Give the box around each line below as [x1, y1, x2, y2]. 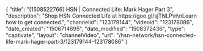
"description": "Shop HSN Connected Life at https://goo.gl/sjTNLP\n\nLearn [6, 12, 197, 19]
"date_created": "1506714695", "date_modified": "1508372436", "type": [6, 25, 186, 32]
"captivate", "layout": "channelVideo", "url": [6, 32, 116, 39]
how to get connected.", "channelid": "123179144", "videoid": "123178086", [6, 19, 194, 25]
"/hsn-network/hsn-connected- [116, 32, 196, 39]
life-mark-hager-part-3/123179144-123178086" [6, 38, 124, 45]
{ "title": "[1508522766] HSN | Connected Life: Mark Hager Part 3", [6, 6, 174, 13]
